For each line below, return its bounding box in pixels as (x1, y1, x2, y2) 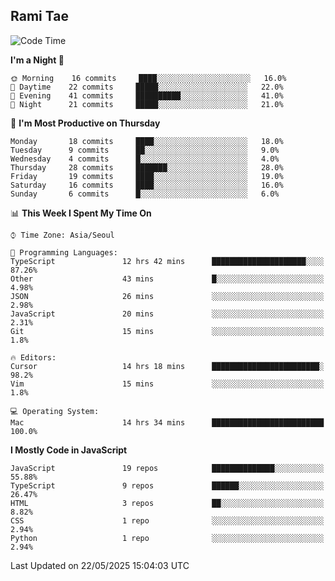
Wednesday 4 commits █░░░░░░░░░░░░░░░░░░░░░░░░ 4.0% (10, 154, 280, 164)
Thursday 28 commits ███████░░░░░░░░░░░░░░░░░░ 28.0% (10, 162, 284, 173)
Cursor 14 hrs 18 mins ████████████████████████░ (10, 361, 325, 371)
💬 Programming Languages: (10, 247, 118, 258)
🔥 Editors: (10, 352, 57, 363)
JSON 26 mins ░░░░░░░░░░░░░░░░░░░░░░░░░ (10, 291, 325, 301)
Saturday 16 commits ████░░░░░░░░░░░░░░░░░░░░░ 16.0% (10, 180, 284, 190)
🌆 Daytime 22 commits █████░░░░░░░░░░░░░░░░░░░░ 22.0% (10, 82, 284, 92)
